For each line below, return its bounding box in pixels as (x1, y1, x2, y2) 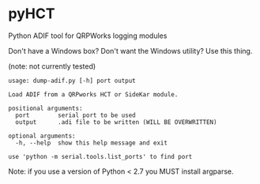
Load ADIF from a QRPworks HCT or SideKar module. (8, 90, 179, 99)
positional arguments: (8, 104, 83, 112)
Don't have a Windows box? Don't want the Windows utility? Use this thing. (8, 46, 253, 55)
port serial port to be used (15, 111, 136, 119)
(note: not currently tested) (8, 61, 96, 71)
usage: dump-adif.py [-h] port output (8, 77, 136, 84)
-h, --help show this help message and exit (15, 139, 168, 147)
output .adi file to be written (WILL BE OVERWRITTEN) (15, 118, 217, 126)
